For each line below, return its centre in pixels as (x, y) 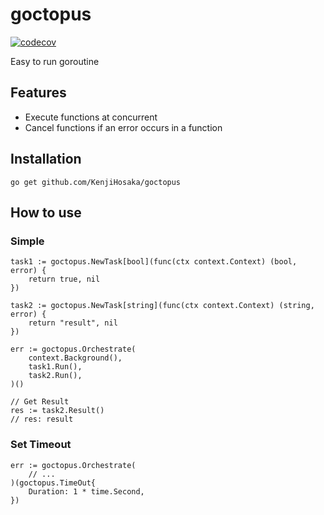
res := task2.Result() (57, 411)
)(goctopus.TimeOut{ (53, 483)
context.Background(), (75, 358)
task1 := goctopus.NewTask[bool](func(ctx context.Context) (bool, (154, 262)
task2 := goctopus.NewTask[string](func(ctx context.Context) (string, (162, 306)
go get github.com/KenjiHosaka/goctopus (96, 182)
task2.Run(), (55, 376)
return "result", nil (73, 323)
